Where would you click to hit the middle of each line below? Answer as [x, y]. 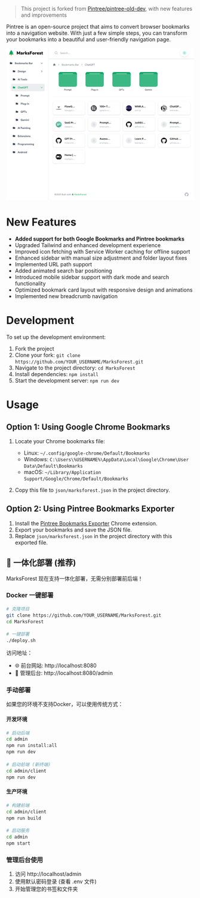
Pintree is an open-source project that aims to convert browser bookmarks [98, 27]
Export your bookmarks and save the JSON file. [73, 530]
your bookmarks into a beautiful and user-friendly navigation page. [89, 39]
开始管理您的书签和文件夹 [46, 889]
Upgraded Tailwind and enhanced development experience [88, 245]
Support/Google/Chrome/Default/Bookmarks [76, 479]
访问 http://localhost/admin [48, 874]
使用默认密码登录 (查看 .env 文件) [56, 882]
